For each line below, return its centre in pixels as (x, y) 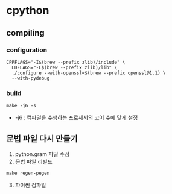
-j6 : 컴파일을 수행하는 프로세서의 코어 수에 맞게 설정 (76, 117)
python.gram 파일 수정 (42, 154)
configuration (27, 50)
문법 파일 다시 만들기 (42, 138)
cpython (28, 11)
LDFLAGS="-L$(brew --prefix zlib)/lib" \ (65, 67)
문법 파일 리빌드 (33, 161)
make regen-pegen (28, 173)
